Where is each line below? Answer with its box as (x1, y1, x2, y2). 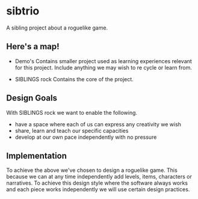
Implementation (6, 150, 67, 161)
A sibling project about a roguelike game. (6, 24, 108, 31)
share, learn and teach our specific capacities (14, 127, 129, 134)
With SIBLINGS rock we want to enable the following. (6, 109, 137, 116)
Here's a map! (6, 41, 60, 52)
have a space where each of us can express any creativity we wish (14, 120, 182, 127)
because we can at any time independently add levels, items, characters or (6, 173, 193, 180)
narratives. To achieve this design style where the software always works (6, 179, 188, 187)
